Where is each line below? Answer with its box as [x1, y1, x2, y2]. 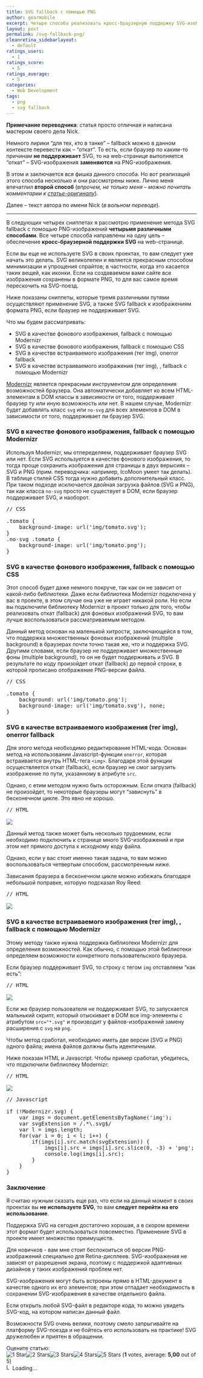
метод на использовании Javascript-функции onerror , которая [6, 751, 167, 758]
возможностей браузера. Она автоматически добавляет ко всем [6, 387, 175, 394]
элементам [6, 393, 36, 400]
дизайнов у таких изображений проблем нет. [6, 1265, 123, 1273]
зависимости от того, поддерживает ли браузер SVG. [6, 412, 145, 419]
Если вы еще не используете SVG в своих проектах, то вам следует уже [6, 249, 193, 257]
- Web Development [11, 88, 59, 94]
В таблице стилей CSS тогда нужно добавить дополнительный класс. [6, 474, 186, 482]
